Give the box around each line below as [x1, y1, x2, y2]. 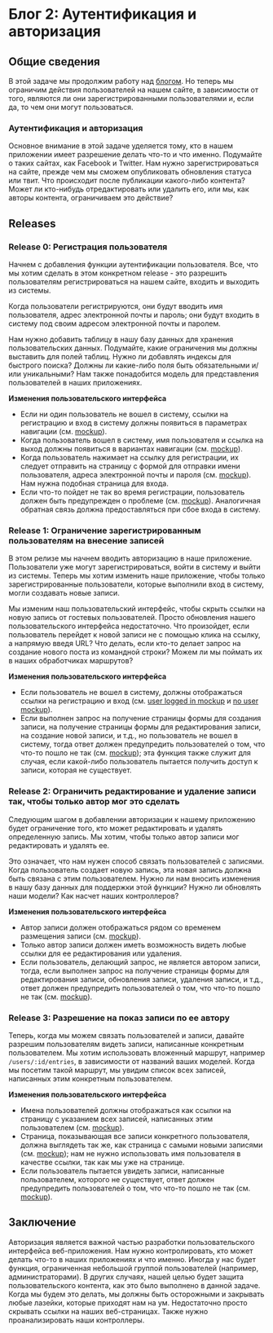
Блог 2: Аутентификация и [8, 5, 197, 24]
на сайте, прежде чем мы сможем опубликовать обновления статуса [8, 167, 253, 177]
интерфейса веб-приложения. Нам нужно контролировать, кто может [8, 1246, 253, 1256]
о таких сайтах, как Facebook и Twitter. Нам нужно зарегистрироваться [8, 158, 259, 168]
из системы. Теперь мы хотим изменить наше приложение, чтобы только [8, 571, 266, 581]
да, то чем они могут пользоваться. [8, 103, 134, 112]
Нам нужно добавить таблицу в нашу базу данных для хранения [8, 334, 234, 344]
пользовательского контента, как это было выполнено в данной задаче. [8, 1280, 261, 1290]
